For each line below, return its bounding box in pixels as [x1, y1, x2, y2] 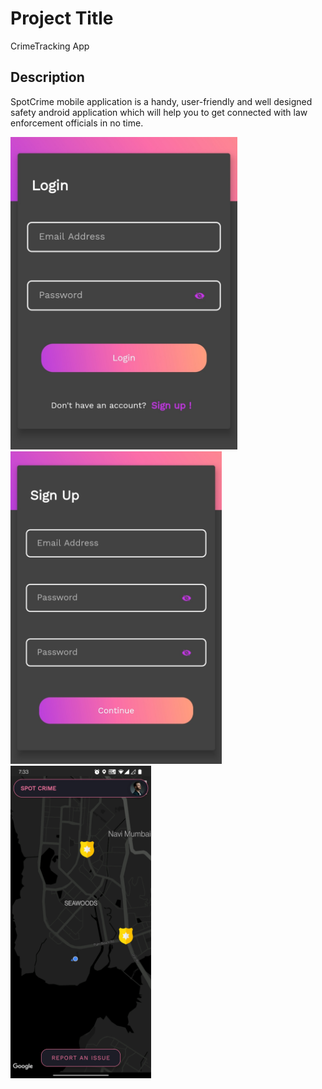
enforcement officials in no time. [10, 117, 144, 129]
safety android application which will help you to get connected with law [10, 106, 308, 118]
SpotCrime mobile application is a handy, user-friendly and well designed [10, 95, 313, 107]
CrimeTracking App [10, 40, 90, 52]
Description [10, 69, 85, 86]
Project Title [10, 7, 114, 30]
